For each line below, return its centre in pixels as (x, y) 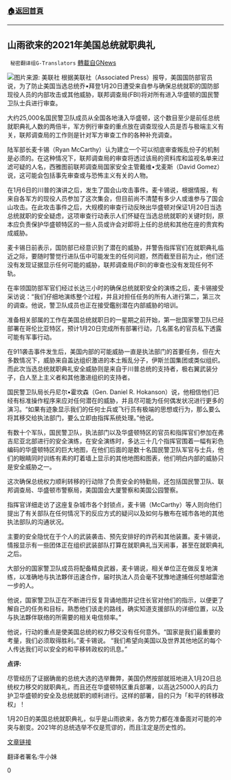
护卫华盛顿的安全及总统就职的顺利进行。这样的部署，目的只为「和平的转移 (112, 695)
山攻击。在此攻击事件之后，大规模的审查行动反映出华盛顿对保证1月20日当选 (114, 207)
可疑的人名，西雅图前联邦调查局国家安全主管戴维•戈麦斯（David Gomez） (118, 167)
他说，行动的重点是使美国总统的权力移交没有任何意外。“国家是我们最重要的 (114, 632)
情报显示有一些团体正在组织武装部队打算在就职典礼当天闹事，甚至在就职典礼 (115, 545)
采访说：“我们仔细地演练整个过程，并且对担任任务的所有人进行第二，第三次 (114, 296)
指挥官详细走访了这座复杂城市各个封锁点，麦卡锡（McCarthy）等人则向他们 (114, 505)
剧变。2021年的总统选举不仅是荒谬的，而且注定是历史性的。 (104, 728)
